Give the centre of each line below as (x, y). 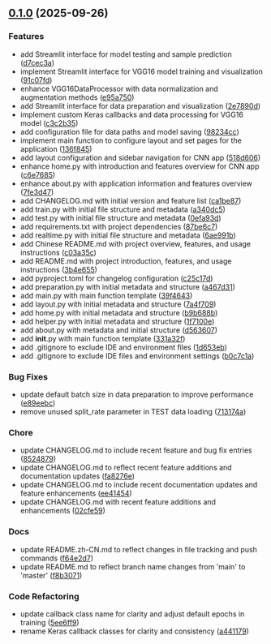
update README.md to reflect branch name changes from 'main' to (133, 566)
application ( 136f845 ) (56, 148)
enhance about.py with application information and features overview (136, 183)
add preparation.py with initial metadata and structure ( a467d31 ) (127, 286)
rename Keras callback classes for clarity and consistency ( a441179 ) (135, 631)
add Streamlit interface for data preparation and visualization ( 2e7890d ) (140, 105)
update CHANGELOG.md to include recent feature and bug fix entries (136, 450)
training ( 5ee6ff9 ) (49, 622)
